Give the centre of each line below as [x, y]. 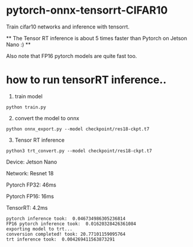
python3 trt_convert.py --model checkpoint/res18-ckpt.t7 [79, 151]
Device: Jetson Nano [32, 162]
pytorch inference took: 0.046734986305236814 [66, 219]
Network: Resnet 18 [30, 173]
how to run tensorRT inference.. [86, 80]
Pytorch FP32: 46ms [31, 185]
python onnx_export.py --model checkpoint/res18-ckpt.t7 [78, 129]
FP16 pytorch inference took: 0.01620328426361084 [71, 224]
